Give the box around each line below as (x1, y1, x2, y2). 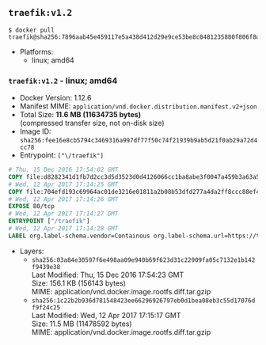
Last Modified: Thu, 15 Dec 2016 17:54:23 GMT (31, 270, 184, 279)
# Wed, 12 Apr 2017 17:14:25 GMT (8, 180, 119, 188)
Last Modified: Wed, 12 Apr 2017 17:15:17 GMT (31, 310, 181, 320)
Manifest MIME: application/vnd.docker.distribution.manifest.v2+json (19, 101, 257, 111)
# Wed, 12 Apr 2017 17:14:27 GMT (8, 210, 119, 218)
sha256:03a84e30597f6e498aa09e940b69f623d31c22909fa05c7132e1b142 (31, 256, 256, 264)
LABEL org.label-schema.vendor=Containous (8, 232, 150, 240)
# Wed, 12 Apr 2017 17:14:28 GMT (8, 225, 119, 233)
